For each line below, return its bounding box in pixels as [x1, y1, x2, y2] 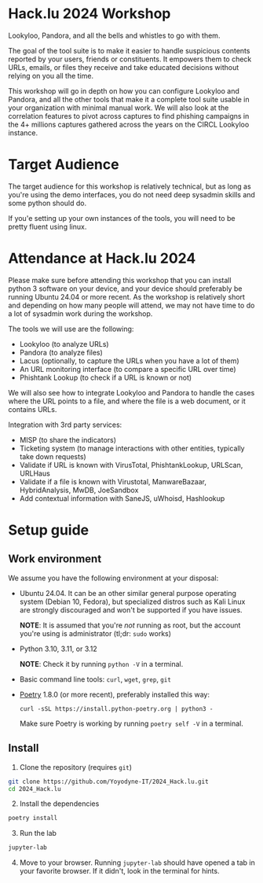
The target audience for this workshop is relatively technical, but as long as [8, 182, 251, 191]
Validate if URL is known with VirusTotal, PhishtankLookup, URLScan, [19, 460, 243, 469]
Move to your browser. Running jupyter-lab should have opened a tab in [19, 858, 255, 867]
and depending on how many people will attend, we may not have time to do [8, 300, 255, 310]
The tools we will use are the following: [8, 324, 134, 333]
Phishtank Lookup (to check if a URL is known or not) [19, 373, 192, 382]
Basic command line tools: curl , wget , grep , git [19, 674, 171, 684]
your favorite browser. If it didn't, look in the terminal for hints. [19, 866, 220, 876]
